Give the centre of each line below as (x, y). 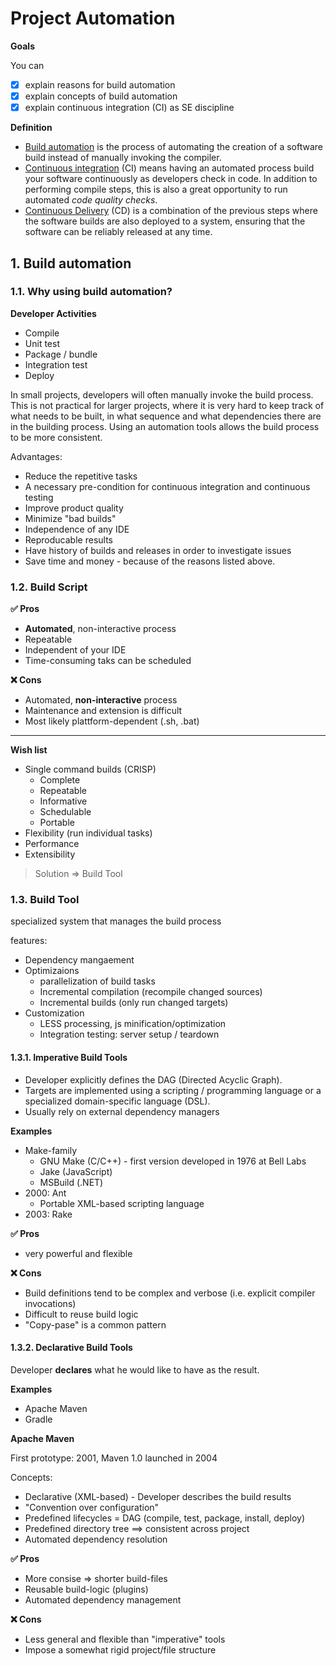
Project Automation (93, 18)
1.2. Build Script (49, 587)
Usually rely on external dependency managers (122, 1111)
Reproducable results (68, 539)
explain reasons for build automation (100, 84)
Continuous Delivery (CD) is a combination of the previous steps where (171, 211)
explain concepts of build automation (101, 96)
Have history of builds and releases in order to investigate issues (158, 550)
